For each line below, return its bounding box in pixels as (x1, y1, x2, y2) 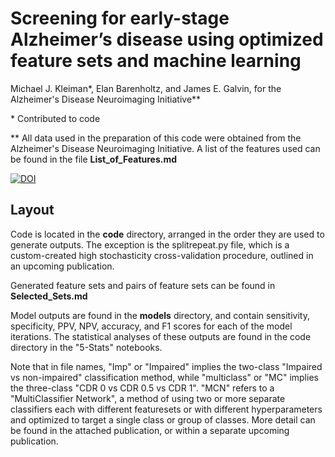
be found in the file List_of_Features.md (10, 153, 178, 165)
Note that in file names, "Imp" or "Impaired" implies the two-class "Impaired (10, 360, 323, 372)
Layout (10, 202, 55, 219)
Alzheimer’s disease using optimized (10, 28, 324, 51)
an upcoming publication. (10, 260, 115, 272)
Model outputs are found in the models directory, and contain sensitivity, (10, 309, 310, 321)
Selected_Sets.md (10, 290, 88, 302)
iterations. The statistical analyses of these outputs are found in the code (10, 330, 312, 342)
